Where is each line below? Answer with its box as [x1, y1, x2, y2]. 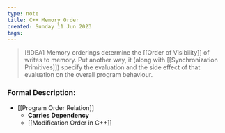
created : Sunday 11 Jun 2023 [7, 23, 92, 30]
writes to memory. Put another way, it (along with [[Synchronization [24, 56, 218, 64]
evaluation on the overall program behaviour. [24, 71, 153, 79]
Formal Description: [7, 88, 76, 98]
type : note [7, 10, 39, 17]
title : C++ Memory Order [7, 17, 79, 24]
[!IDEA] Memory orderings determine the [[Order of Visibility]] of [24, 48, 210, 57]
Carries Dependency [27, 111, 89, 119]
